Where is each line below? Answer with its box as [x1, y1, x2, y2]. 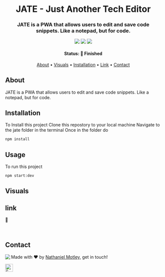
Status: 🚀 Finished [64, 51, 103, 56]
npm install [5, 137, 30, 142]
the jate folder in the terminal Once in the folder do [5, 127, 109, 133]
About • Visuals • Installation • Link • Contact [36, 61, 130, 67]
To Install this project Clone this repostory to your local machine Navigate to [5, 122, 160, 128]
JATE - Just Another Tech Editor [15, 3, 151, 15]
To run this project [5, 164, 43, 169]
